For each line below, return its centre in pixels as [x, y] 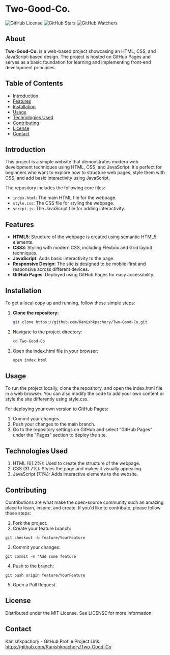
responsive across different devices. [51, 269]
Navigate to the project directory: [47, 332]
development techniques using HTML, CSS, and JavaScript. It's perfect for [83, 167]
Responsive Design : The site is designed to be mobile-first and [79, 264]
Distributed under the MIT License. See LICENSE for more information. [79, 613]
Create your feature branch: [42, 529]
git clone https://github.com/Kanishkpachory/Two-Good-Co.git [80, 322]
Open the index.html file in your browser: [55, 351]
